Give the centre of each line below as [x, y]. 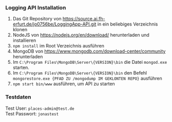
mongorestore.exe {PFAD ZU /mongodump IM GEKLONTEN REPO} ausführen [88, 79]
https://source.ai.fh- [84, 19]
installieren [24, 40]
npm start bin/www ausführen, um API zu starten [64, 84]
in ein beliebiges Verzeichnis [128, 24]
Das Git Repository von [37, 19]
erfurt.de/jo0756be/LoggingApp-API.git [54, 24]
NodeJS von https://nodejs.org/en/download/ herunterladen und [81, 35]
